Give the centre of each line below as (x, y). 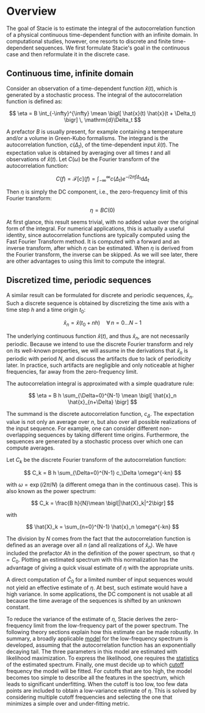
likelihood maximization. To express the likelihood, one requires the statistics (103, 658)
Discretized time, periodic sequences (79, 280)
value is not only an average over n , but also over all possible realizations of (102, 421)
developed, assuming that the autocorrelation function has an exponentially (101, 645)
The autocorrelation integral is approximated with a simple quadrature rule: (100, 383)
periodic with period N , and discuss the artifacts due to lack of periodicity (99, 358)
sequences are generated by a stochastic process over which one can (95, 441)
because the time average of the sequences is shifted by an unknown (94, 600)
